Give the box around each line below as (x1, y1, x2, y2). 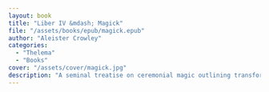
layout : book (8, 11, 52, 20)
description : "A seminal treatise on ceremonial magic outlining (8, 71, 231, 79)
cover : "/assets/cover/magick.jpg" (8, 64, 127, 72)
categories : (8, 42, 48, 50)
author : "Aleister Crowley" (8, 34, 102, 42)
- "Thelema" (15, 49, 56, 57)
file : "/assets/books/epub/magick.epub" (8, 26, 146, 34)
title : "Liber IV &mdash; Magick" (8, 19, 124, 27)
